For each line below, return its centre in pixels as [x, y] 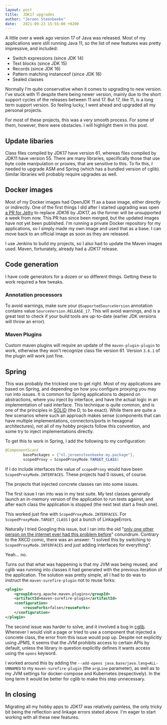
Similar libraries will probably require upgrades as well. [61, 174]
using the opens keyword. [31, 653]
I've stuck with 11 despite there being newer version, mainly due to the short [83, 94]
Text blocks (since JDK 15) [40, 63]
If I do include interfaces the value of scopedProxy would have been [74, 469]
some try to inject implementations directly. [49, 431]
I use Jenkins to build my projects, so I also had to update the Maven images [84, 243]
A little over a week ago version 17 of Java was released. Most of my [76, 38]
